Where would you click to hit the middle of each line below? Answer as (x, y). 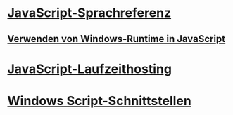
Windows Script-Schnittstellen (99, 101)
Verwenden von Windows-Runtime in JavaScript (116, 39)
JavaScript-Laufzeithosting (90, 69)
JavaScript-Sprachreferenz (89, 13)
